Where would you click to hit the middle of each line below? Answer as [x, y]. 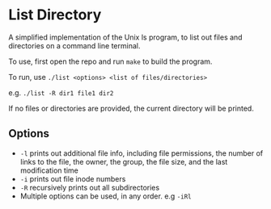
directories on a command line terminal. [74, 45]
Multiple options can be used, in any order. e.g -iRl [106, 196]
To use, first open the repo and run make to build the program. [110, 61]
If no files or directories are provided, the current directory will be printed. [131, 108]
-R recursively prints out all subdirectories [90, 187]
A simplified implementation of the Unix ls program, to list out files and [125, 37]
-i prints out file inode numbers [73, 178]
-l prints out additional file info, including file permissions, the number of [142, 153]
